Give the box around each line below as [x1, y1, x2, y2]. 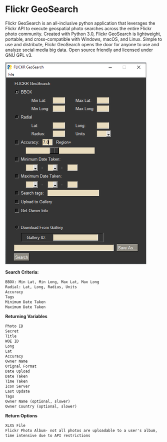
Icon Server [5, 384, 30, 389]
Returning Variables [5, 313, 47, 319]
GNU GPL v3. [5, 52, 32, 58]
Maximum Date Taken [5, 305, 46, 310]
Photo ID [5, 324, 23, 329]
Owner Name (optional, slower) [5, 399, 70, 404]
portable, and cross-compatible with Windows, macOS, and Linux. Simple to [5, 36, 162, 42]
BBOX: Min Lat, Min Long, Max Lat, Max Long [5, 279, 99, 284]
